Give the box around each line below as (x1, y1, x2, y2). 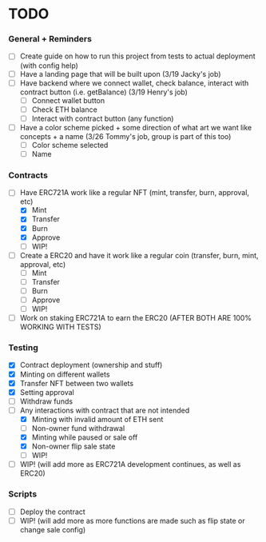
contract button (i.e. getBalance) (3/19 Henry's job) (19, 87, 188, 97)
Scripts (8, 488, 38, 500)
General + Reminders (8, 34, 92, 45)
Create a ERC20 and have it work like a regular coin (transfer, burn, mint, (19, 250, 259, 260)
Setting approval (19, 387, 74, 397)
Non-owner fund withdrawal (31, 423, 125, 432)
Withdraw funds (19, 397, 73, 406)
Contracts (8, 169, 48, 181)
